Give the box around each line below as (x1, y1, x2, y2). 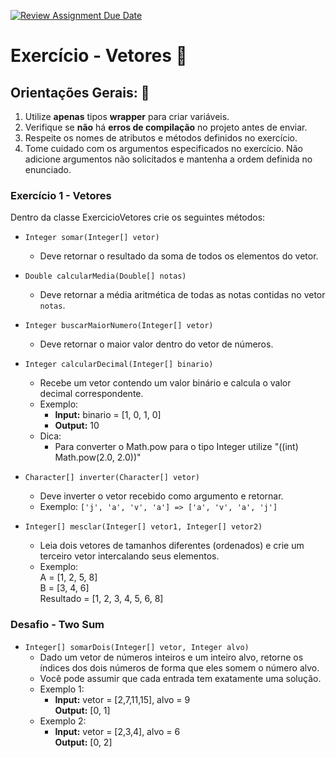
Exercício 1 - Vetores (10, 188, 112, 202)
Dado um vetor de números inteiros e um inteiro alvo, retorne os (39, 651, 304, 663)
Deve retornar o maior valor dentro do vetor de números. (39, 338, 274, 350)
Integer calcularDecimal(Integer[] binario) (24, 360, 214, 370)
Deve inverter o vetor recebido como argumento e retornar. (39, 490, 284, 502)
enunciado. (24, 164, 72, 175)
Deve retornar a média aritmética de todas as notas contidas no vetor (39, 289, 326, 301)
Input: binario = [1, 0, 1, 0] (54, 409, 162, 421)
